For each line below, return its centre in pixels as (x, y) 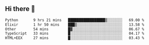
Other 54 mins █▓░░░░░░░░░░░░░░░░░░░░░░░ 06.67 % (75, 29)
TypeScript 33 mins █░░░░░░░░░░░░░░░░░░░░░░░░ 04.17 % (75, 34)
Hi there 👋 (20, 9)
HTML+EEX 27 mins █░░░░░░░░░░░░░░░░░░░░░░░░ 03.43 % (75, 38)
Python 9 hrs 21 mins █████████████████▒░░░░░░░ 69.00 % (75, 20)
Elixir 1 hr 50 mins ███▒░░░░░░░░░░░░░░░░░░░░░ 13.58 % (75, 25)
